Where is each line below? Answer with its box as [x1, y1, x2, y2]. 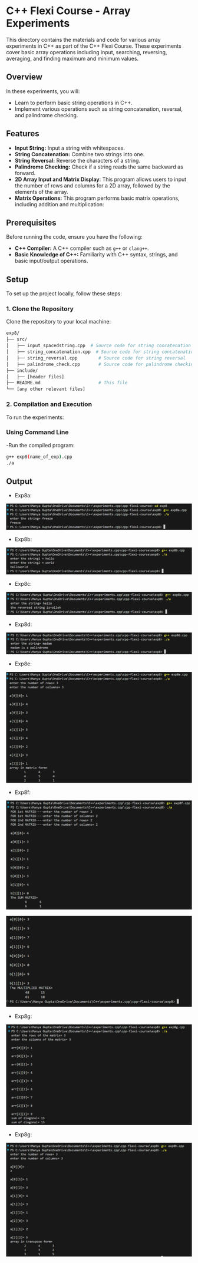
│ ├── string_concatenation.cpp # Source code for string [6, 349, 160, 355]
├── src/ [6, 337, 28, 342]
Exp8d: [14, 621, 32, 628]
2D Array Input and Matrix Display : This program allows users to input [14, 176, 187, 183]
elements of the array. [14, 188, 69, 195]
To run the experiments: [6, 414, 64, 421]
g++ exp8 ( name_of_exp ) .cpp [6, 454, 72, 460]
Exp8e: [14, 660, 32, 667]
